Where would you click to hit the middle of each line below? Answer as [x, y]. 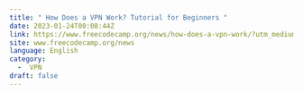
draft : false [34, 76]
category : [28, 59]
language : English [44, 51]
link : [19, 34]
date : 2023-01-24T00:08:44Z [62, 26]
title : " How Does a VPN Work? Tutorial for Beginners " [119, 17]
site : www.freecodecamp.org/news [72, 43]
